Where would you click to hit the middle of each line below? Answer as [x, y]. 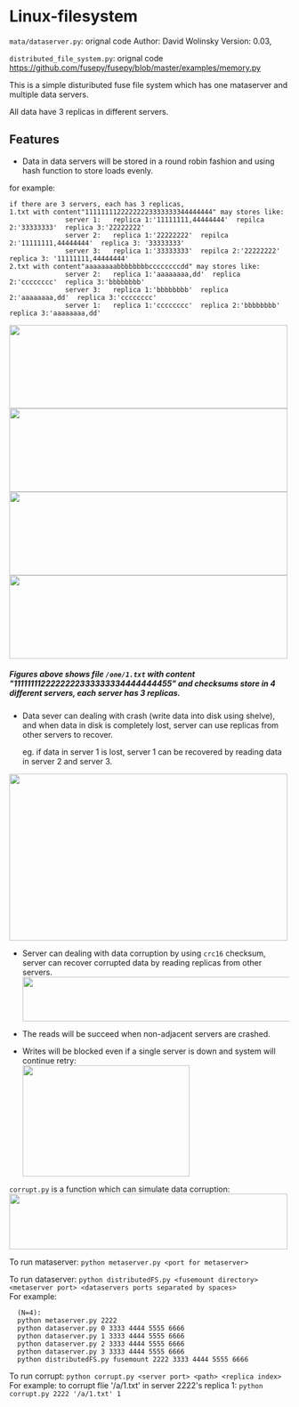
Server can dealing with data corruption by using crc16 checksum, [144, 953]
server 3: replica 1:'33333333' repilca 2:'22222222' [173, 251]
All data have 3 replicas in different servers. [89, 111]
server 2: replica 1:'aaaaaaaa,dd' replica [153, 274]
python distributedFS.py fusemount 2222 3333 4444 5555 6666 [133, 1359]
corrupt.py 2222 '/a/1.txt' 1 [65, 1394]
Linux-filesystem [73, 16]
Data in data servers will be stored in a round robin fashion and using [148, 161]
